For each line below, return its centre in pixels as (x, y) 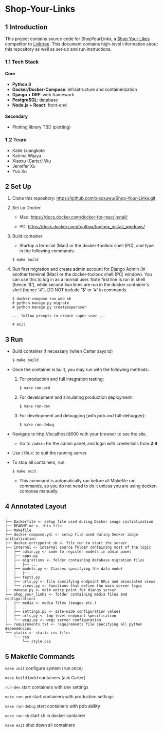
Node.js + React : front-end (39, 105)
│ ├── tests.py (23, 578)
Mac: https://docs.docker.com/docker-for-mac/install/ (73, 217)
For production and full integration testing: (62, 379)
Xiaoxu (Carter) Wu (31, 161)
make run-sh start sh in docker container (45, 716)
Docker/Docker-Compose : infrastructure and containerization (74, 89)
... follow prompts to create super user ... (59, 316)
